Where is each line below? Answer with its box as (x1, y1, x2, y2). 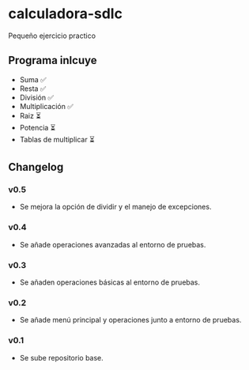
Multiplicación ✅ (19, 101, 74, 111)
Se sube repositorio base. (19, 353, 104, 362)
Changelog (8, 160, 64, 174)
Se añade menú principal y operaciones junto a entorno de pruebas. (19, 315, 242, 325)
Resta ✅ (19, 84, 47, 93)
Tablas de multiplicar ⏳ (19, 134, 95, 144)
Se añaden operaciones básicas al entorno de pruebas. (19, 277, 200, 287)
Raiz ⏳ (19, 111, 41, 120)
